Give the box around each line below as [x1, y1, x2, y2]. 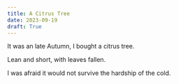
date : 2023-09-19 [7, 17, 58, 24]
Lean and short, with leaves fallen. [7, 56, 106, 64]
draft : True [7, 23, 42, 30]
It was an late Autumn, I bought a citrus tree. [7, 42, 135, 51]
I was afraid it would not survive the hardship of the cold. [7, 69, 171, 77]
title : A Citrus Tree [7, 10, 71, 17]
